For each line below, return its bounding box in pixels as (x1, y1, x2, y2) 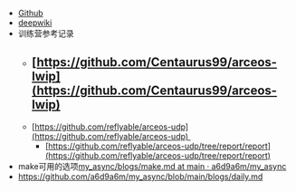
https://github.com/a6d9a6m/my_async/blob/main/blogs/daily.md (17, 171, 263, 182)
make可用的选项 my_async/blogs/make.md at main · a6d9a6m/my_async (17, 160, 287, 171)
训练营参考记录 (17, 28, 74, 39)
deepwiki (17, 17, 53, 28)
